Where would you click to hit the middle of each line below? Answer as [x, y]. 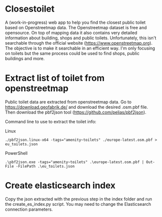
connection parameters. [29, 209]
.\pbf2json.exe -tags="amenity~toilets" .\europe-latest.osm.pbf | [75, 162]
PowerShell [16, 153]
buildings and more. [25, 58]
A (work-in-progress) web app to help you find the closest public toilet [75, 22]
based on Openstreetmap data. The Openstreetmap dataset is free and [76, 27]
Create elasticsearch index [60, 186]
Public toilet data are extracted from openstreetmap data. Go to [68, 102]
